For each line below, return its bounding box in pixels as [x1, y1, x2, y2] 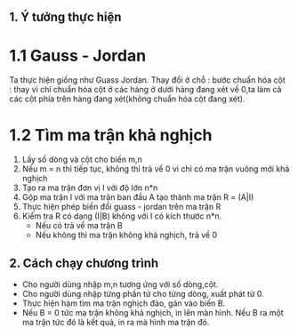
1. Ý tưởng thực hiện [9, 10, 122, 25]
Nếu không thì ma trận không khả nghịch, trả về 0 [35, 229, 218, 241]
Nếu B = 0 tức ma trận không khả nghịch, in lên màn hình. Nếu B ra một [21, 308, 284, 318]
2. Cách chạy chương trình [9, 255, 159, 270]
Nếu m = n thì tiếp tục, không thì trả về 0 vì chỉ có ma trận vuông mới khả [21, 164, 290, 174]
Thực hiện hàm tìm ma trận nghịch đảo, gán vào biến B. [21, 298, 225, 308]
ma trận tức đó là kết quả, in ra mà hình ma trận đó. [21, 317, 210, 328]
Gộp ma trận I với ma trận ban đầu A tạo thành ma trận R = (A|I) [21, 192, 254, 203]
